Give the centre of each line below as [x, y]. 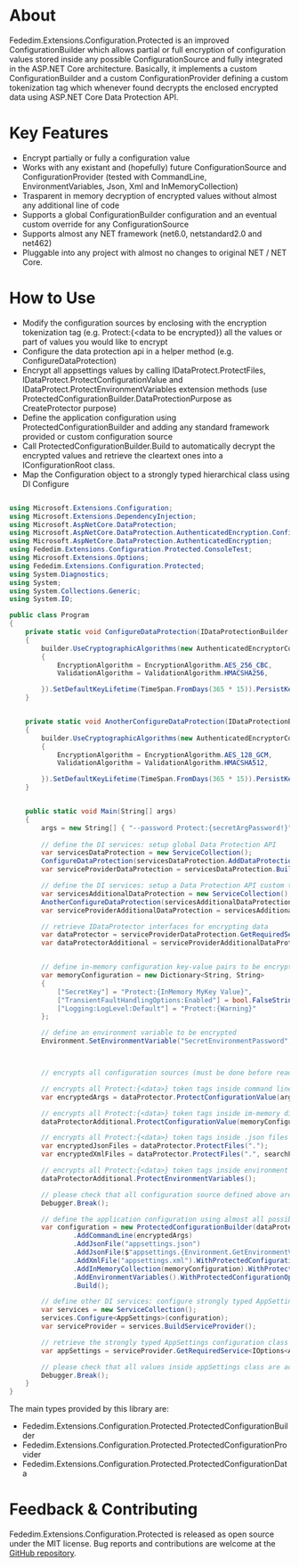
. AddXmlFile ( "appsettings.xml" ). [135, 1260]
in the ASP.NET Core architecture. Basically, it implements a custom [133, 69]
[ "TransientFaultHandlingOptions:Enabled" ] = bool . [154, 1000]
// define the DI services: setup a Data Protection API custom [163, 886]
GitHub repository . [43, 1554]
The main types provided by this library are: [89, 1409]
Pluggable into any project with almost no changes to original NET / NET [154, 252]
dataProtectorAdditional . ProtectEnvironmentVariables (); [149, 1178]
